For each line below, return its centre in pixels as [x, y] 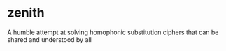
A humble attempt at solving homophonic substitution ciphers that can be [113, 32]
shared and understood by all [50, 39]
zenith [26, 13]
